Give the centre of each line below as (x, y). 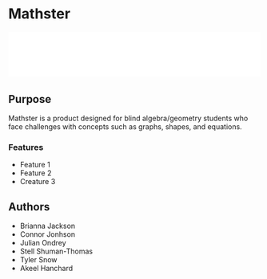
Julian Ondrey (43, 243)
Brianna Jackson (48, 226)
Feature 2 (36, 173)
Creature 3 (38, 182)
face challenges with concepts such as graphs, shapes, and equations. (125, 127)
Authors (29, 207)
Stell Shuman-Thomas (56, 251)
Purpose (30, 99)
